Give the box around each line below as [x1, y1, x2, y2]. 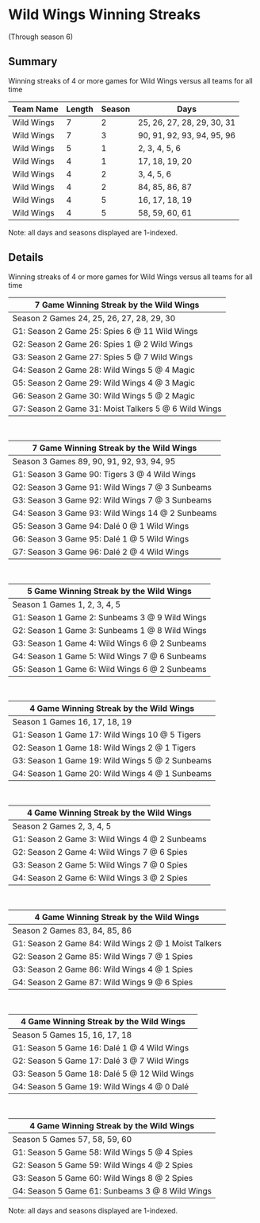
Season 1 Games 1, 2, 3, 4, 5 [12, 599, 121, 610]
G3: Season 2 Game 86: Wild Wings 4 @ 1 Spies [12, 964, 193, 975]
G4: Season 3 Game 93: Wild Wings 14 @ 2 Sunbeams [12, 507, 217, 518]
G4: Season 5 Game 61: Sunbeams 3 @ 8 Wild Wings [12, 1185, 212, 1196]
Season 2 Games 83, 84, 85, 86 [12, 925, 132, 936]
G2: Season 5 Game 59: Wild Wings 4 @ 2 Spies [12, 1159, 193, 1171]
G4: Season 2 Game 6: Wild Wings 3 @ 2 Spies [12, 872, 188, 883]
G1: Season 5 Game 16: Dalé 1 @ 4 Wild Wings [12, 1042, 189, 1053]
